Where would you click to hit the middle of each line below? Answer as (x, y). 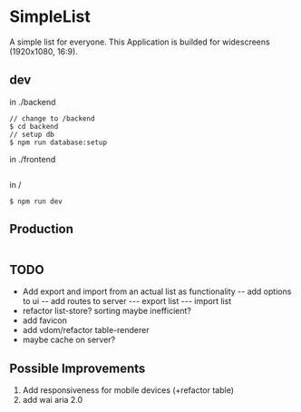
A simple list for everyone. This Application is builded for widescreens (140, 42)
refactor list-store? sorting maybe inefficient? (107, 311)
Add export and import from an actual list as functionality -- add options (157, 291)
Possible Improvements (78, 368)
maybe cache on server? (69, 340)
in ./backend (33, 102)
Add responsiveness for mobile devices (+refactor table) (128, 390)
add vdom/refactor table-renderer (86, 330)
